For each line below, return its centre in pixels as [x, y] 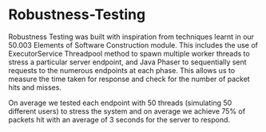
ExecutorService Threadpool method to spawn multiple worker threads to [129, 53]
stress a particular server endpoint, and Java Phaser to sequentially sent [127, 62]
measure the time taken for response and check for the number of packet [129, 79]
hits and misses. [35, 87]
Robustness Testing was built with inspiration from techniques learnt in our [131, 37]
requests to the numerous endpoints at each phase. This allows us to [122, 70]
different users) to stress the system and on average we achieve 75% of [127, 111]
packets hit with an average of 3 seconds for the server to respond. [119, 119]
